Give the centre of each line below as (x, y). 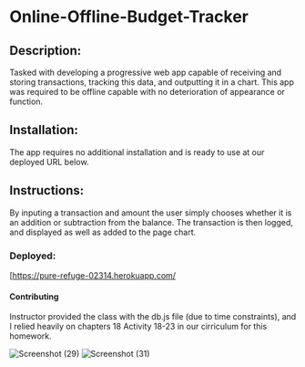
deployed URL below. (49, 162)
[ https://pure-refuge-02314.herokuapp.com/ (92, 275)
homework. (30, 336)
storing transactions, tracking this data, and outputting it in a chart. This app (152, 82)
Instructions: (47, 190)
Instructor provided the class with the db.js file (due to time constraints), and (153, 317)
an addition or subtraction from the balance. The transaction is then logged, (152, 222)
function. (26, 101)
